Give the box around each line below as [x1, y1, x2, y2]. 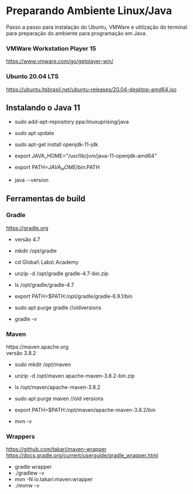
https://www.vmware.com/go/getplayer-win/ [6, 57, 114, 65]
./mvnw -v [14, 482, 40, 489]
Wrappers [6, 432, 35, 441]
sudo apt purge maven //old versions [14, 395, 104, 402]
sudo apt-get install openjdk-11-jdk [14, 141, 98, 148]
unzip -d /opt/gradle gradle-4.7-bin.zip [14, 270, 109, 277]
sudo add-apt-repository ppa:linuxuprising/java [14, 119, 129, 126]
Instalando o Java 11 [6, 103, 81, 113]
